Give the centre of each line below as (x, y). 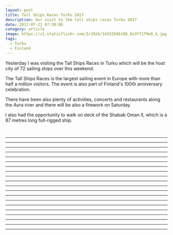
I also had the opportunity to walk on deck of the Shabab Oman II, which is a (86, 115)
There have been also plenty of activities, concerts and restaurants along (83, 99)
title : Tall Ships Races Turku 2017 (45, 15)
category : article (25, 29)
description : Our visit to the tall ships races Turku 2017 (71, 20)
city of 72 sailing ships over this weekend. (50, 68)
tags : (11, 39)
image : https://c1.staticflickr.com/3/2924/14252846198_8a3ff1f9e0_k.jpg (86, 34)
